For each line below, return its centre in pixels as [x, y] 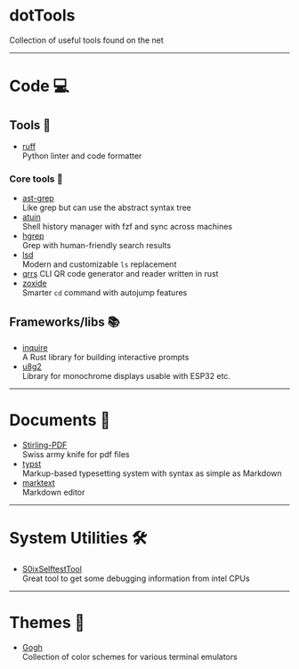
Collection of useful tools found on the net [87, 40]
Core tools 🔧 [36, 179]
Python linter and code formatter [82, 156]
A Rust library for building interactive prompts [105, 358]
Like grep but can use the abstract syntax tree [106, 208]
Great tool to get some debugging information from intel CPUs [136, 578]
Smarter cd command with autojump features [105, 293]
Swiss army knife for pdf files [76, 454]
